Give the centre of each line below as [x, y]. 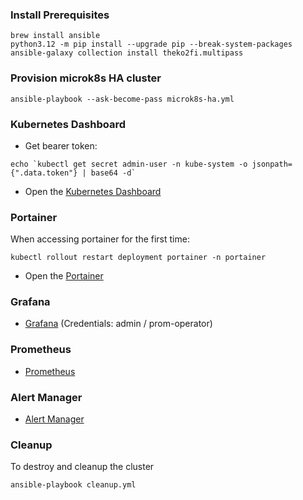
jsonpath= [272, 164]
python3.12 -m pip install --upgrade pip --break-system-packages [151, 44]
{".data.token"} [44, 173]
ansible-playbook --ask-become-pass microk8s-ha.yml [122, 99]
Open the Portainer [64, 276]
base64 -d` [113, 173]
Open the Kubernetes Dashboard [93, 191]
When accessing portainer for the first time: [100, 239]
